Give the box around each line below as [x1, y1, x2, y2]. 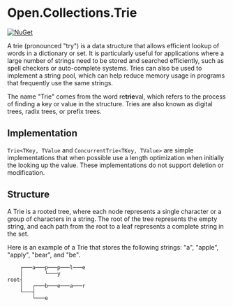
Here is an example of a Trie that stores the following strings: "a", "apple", [7, 243, 219, 251]
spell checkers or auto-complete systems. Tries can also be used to [7, 64, 202, 72]
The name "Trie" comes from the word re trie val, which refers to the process [7, 92, 226, 101]
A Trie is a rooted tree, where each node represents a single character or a [7, 207, 222, 215]
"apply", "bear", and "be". [7, 250, 81, 259]
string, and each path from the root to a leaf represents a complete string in [7, 222, 225, 230]
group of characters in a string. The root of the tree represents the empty [7, 215, 218, 223]
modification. [7, 168, 45, 176]
